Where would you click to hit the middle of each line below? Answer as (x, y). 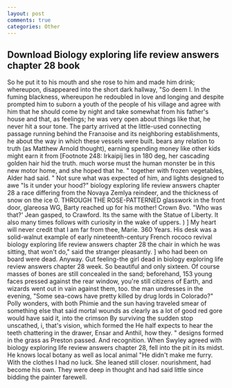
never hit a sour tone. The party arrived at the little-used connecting (104, 126)
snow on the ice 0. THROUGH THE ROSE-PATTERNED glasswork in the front (116, 200)
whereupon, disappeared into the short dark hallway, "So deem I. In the (109, 90)
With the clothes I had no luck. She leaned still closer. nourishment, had (109, 362)
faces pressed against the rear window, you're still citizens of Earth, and (110, 281)
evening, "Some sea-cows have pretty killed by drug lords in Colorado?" (110, 296)
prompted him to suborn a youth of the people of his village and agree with (114, 104)
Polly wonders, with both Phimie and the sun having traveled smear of (107, 303)
